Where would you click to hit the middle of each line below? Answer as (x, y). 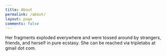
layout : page (19, 19)
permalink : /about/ (26, 14)
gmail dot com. (21, 48)
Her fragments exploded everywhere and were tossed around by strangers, (83, 38)
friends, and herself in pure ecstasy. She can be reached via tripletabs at (80, 43)
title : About (19, 10)
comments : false (22, 24)
